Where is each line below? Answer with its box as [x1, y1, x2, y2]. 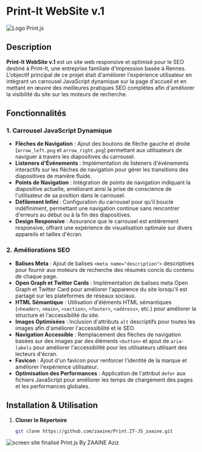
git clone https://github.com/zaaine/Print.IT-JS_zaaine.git [15, 428, 173, 434]
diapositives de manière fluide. [15, 172, 92, 180]
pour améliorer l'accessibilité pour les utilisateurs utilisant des [33, 344, 187, 351]
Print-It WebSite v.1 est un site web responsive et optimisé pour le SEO [6, 58, 184, 65]
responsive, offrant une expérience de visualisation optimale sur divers [15, 224, 193, 232]
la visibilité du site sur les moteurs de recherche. [6, 90, 127, 98]
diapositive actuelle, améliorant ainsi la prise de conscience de [15, 186, 172, 193]
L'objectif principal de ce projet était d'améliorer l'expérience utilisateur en [6, 71, 192, 78]
